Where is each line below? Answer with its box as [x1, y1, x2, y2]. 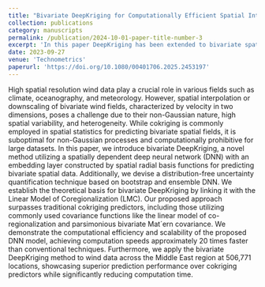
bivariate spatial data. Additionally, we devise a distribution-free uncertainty [8, 168, 255, 178]
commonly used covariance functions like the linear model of [8, 210, 207, 220]
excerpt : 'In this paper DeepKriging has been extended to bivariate [8, 41, 242, 49]
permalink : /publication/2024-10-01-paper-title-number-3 [8, 33, 203, 42]
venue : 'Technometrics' [8, 56, 87, 64]
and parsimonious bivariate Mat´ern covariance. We [58, 219, 226, 228]
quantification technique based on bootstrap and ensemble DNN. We [8, 177, 233, 187]
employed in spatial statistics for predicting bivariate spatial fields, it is [8, 127, 237, 136]
